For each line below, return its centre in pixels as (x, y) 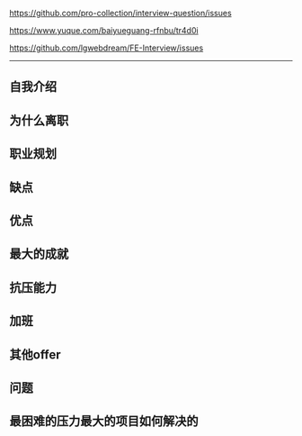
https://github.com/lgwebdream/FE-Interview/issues (107, 48)
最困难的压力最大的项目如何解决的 (104, 421)
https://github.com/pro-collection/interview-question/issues (120, 13)
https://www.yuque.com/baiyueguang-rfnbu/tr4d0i (104, 30)
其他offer (35, 354)
